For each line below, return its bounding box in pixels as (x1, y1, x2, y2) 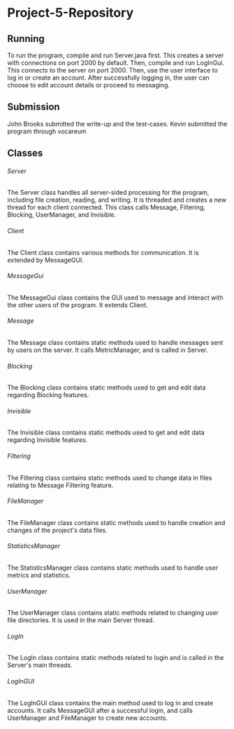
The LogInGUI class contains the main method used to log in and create (7, 698, 214, 707)
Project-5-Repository (7, 5, 134, 21)
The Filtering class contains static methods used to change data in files (7, 473, 212, 482)
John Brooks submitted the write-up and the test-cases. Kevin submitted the (7, 119, 228, 128)
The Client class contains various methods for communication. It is (7, 248, 199, 256)
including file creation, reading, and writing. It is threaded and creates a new (7, 196, 227, 204)
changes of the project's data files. (7, 526, 108, 534)
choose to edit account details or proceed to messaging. (7, 81, 170, 89)
